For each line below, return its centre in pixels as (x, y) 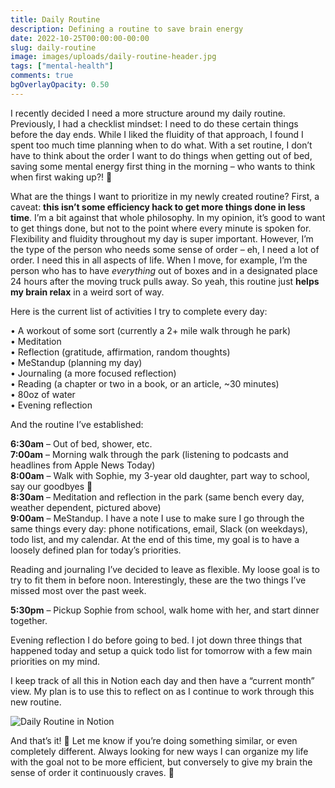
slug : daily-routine (53, 47)
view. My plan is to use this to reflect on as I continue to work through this (162, 691)
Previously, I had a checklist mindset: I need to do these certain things (154, 123)
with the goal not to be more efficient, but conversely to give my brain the (161, 762)
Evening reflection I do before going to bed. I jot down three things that (156, 640)
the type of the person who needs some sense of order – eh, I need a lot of (165, 249)
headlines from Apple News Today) (83, 465)
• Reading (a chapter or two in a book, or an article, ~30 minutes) (145, 383)
